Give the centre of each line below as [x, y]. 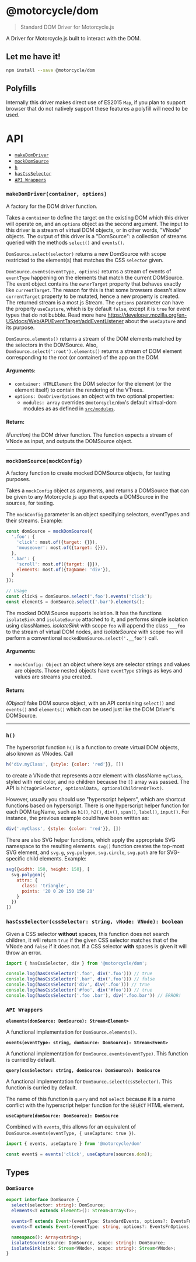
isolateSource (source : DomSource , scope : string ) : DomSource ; [88, 1243]
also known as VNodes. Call [40, 754]
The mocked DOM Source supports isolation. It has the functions [84, 613]
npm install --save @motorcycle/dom [50, 70]
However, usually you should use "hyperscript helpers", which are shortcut [96, 800]
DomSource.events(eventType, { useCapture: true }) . [71, 1133]
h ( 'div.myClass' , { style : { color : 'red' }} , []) [65, 764]
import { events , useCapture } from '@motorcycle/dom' [74, 1144]
